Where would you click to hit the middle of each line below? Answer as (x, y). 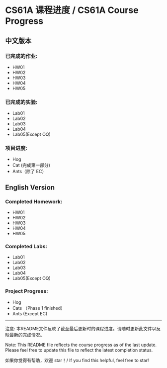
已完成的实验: (21, 102)
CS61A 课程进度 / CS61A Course (72, 10)
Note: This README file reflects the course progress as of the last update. (81, 345)
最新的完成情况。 (27, 335)
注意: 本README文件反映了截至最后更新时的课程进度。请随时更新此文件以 (81, 328)
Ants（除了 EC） (29, 172)
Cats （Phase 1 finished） (39, 308)
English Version (30, 187)
